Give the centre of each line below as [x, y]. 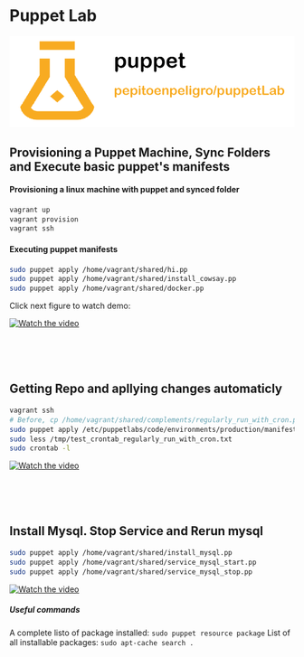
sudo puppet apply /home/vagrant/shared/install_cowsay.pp [123, 279]
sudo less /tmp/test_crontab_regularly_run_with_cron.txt [121, 439]
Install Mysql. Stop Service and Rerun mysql [137, 531]
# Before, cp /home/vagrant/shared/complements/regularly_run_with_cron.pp [155, 420]
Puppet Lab [53, 16]
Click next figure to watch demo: [70, 306]
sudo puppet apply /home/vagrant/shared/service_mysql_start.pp [133, 563]
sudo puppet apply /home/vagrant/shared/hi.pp [99, 269]
